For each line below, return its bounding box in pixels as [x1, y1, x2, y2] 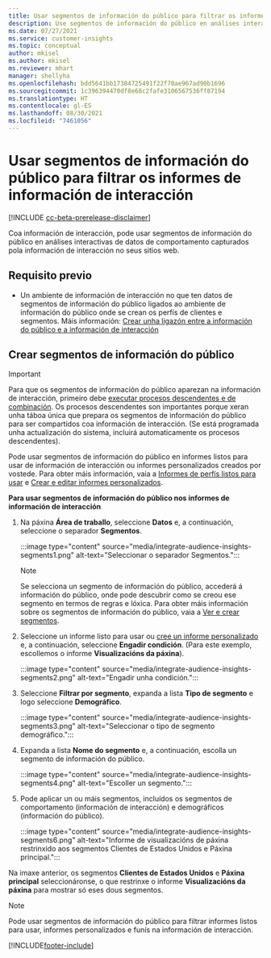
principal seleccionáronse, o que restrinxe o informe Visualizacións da [8, 876, 246, 886]
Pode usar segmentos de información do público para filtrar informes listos [8, 917, 258, 927]
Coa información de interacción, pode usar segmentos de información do [8, 228, 252, 238]
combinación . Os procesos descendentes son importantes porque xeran [8, 402, 249, 412]
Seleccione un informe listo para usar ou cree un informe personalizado [19, 631, 259, 642]
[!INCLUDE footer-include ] [8, 941, 94, 951]
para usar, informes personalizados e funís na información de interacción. [8, 925, 254, 935]
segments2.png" [19, 673, 76, 683]
